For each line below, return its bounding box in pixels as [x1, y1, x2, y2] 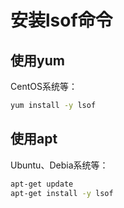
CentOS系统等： [10, 81, 78, 92]
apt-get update [10, 179, 74, 189]
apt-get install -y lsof [10, 188, 114, 198]
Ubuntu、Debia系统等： [10, 159, 109, 171]
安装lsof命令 [10, 9, 113, 32]
